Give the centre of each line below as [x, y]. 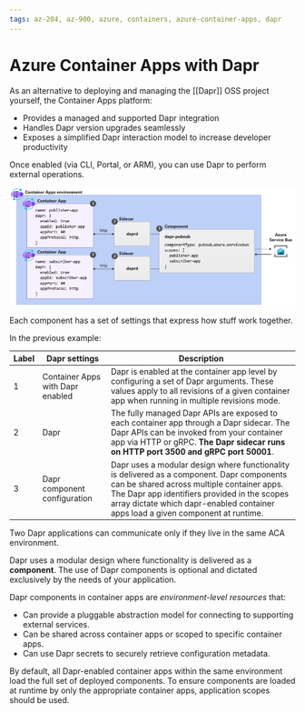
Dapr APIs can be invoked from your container [197, 433]
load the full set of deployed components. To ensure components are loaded [152, 681]
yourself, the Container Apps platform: [81, 100]
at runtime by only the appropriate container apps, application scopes [140, 690]
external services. [56, 625]
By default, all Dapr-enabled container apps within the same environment [146, 671]
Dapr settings [73, 358]
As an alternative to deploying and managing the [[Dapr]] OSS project [139, 90]
